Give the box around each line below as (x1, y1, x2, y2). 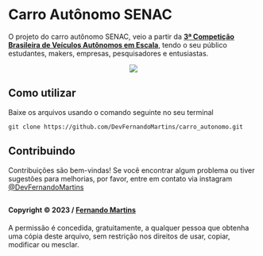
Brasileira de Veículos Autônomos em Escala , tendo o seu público (8, 40, 228, 49)
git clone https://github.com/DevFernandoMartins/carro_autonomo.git (8, 123, 244, 131)
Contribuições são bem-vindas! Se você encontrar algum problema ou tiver (8, 165, 256, 175)
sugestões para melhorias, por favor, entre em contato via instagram (8, 174, 233, 183)
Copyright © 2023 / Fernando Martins (8, 204, 137, 215)
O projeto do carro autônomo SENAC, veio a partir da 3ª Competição (8, 32, 234, 41)
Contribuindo (8, 144, 75, 158)
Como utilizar (8, 86, 77, 100)
